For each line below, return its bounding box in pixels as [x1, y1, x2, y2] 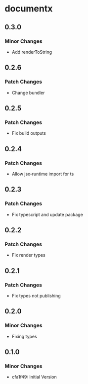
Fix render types [11, 252, 45, 258]
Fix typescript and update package [11, 211, 84, 217]
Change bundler [11, 90, 45, 96]
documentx [4, 3, 53, 14]
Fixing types [11, 333, 38, 339]
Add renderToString [11, 49, 52, 55]
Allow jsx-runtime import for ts [11, 171, 74, 177]
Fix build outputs [11, 130, 46, 136]
